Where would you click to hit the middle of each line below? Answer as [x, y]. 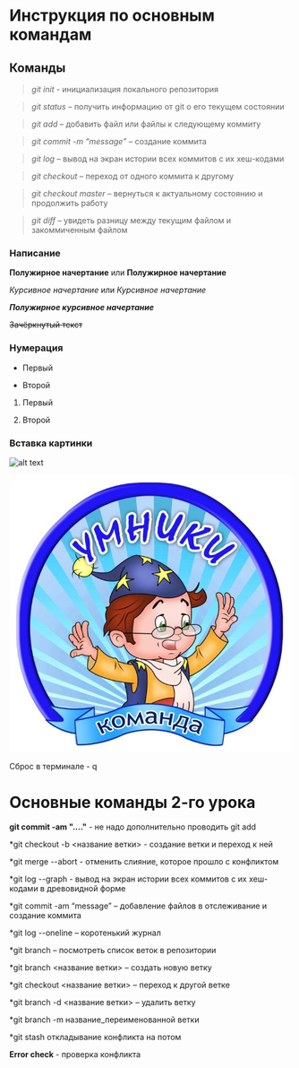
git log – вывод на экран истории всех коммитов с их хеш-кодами [158, 159]
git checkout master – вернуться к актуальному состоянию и [147, 193]
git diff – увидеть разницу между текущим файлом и [131, 220]
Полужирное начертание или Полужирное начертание [118, 273]
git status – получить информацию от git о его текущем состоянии [158, 107]
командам [51, 35]
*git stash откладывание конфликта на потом [95, 1038]
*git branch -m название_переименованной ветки [104, 1020]
